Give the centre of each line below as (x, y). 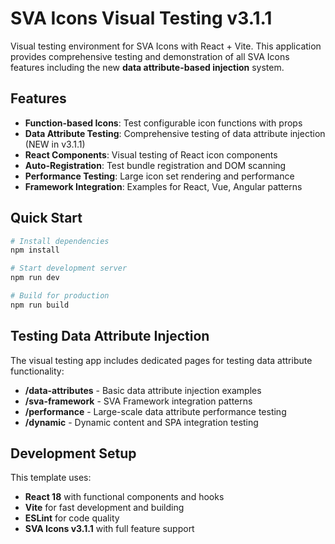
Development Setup (73, 453)
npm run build (40, 305)
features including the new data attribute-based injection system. (147, 67)
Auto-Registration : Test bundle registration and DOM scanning (155, 165)
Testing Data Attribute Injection (110, 336)
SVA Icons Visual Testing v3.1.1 (141, 18)
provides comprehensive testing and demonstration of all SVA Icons (150, 56)
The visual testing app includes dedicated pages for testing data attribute (161, 360)
